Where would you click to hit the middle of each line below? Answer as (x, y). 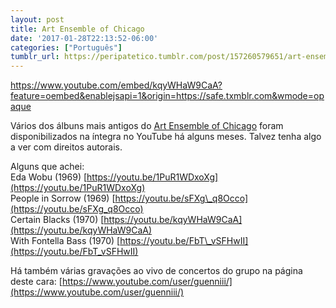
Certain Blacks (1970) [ (57, 220)
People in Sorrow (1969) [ (63, 198)
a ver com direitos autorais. (66, 147)
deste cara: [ (36, 282)
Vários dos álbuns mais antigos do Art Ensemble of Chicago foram (147, 126)
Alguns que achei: (47, 167)
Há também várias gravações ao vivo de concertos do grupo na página (156, 271)
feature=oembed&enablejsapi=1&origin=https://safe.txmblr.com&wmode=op (167, 96)
